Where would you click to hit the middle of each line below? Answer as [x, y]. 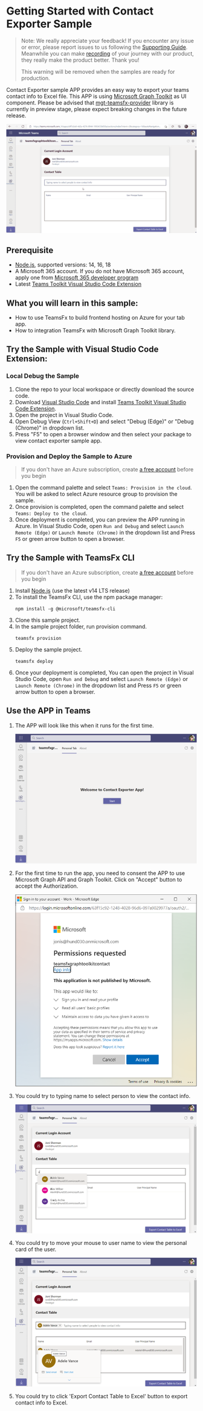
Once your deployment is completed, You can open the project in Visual [105, 673]
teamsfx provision [38, 638]
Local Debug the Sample [43, 376]
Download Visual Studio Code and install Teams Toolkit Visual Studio [100, 402]
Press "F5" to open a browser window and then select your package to [103, 434]
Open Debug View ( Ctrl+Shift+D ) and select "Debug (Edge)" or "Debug [105, 421]
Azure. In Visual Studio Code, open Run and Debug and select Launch [99, 526]
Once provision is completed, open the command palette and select [99, 506]
